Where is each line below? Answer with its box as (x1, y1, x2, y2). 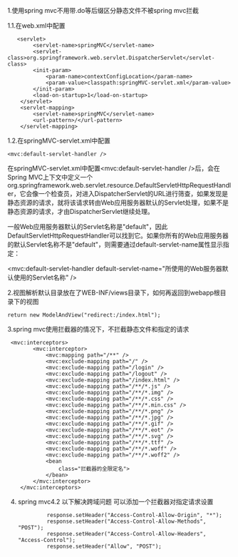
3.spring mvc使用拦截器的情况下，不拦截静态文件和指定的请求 (7, 325, 190, 333)
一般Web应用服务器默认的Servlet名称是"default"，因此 (7, 223, 168, 230)
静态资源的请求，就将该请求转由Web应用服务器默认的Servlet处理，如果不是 (7, 198, 229, 207)
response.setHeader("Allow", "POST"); (46, 543, 162, 550)
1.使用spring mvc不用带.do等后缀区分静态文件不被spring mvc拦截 (7, 6, 200, 14)
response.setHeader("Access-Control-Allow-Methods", (46, 518, 207, 525)
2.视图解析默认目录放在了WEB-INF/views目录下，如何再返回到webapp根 (7, 288, 221, 297)
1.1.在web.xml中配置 (7, 21, 66, 30)
